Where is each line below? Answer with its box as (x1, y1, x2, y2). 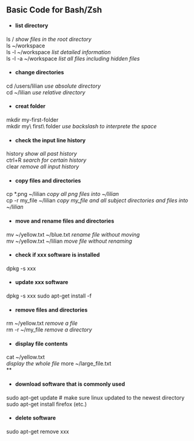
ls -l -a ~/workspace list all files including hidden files (6, 55, 140, 62)
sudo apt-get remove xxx (6, 428, 70, 435)
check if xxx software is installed (15, 251, 100, 259)
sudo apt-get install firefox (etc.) (6, 400, 87, 408)
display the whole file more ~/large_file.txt (6, 360, 112, 367)
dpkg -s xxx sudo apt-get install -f (6, 292, 92, 300)
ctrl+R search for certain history (6, 156, 87, 164)
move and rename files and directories (15, 217, 115, 224)
